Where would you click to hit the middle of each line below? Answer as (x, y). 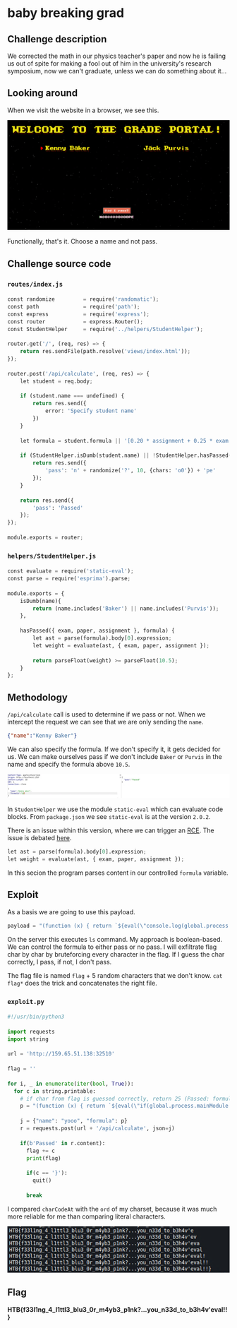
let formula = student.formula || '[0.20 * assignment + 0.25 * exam (124, 441)
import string (28, 1039)
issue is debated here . (39, 838)
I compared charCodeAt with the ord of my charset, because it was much (112, 1209)
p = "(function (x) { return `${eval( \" (80, 1106)
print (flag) (43, 1158)
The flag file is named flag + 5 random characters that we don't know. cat (115, 975)
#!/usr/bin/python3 (36, 1017)
